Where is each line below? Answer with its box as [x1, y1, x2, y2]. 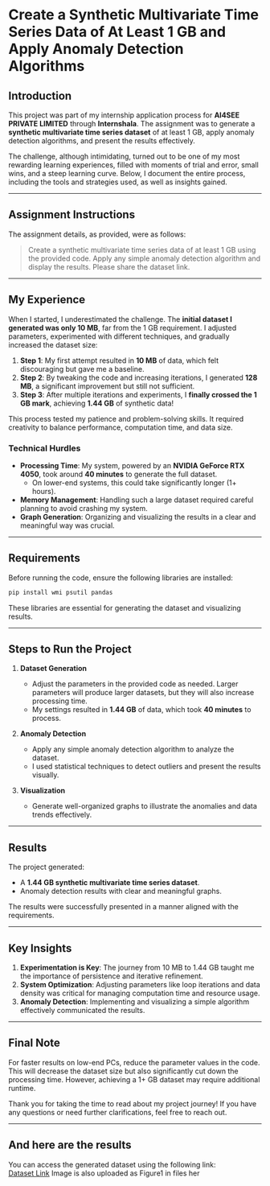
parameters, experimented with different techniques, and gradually [8, 332, 231, 341]
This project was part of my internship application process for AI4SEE [8, 110, 239, 120]
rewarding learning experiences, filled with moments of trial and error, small [8, 160, 259, 170]
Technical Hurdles [8, 443, 81, 454]
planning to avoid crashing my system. [19, 503, 149, 513]
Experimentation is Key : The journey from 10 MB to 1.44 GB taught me [19, 963, 255, 973]
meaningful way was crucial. [19, 521, 115, 530]
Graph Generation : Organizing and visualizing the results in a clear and [19, 512, 256, 521]
